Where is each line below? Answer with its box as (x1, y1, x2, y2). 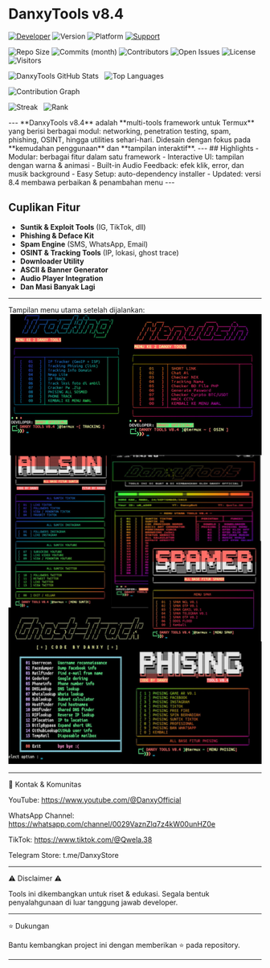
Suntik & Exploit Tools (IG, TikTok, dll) (19, 222, 146, 231)
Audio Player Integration (19, 273, 104, 283)
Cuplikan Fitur (8, 201, 80, 214)
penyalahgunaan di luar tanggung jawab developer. (8, 897, 178, 907)
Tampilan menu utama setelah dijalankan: (8, 304, 145, 314)
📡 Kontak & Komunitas (8, 779, 82, 789)
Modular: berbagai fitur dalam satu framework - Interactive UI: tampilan (8, 152, 244, 161)
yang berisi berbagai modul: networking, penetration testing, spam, (8, 126, 231, 136)
